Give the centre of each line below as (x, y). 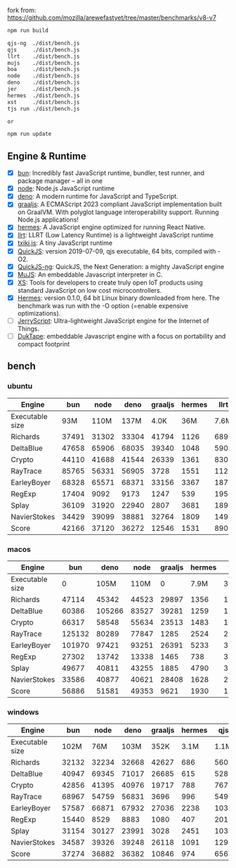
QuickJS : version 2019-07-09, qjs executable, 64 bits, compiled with (117, 251)
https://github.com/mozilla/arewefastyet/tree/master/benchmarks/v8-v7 (112, 18)
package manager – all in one (60, 181)
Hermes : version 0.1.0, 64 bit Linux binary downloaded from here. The (118, 298)
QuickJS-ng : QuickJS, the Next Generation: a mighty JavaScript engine (121, 266)
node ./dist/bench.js (44, 76)
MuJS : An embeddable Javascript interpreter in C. (90, 275)
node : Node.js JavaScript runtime (66, 189)
